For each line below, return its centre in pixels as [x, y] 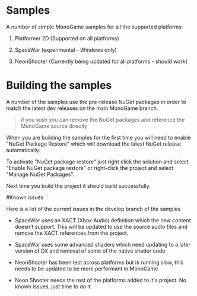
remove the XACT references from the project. [72, 233]
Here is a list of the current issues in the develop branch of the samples [93, 209]
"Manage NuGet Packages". [40, 174]
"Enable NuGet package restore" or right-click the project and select [90, 168]
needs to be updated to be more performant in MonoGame [86, 269]
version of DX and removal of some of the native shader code [90, 251]
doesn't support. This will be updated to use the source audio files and [101, 226]
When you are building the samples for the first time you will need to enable [99, 137]
